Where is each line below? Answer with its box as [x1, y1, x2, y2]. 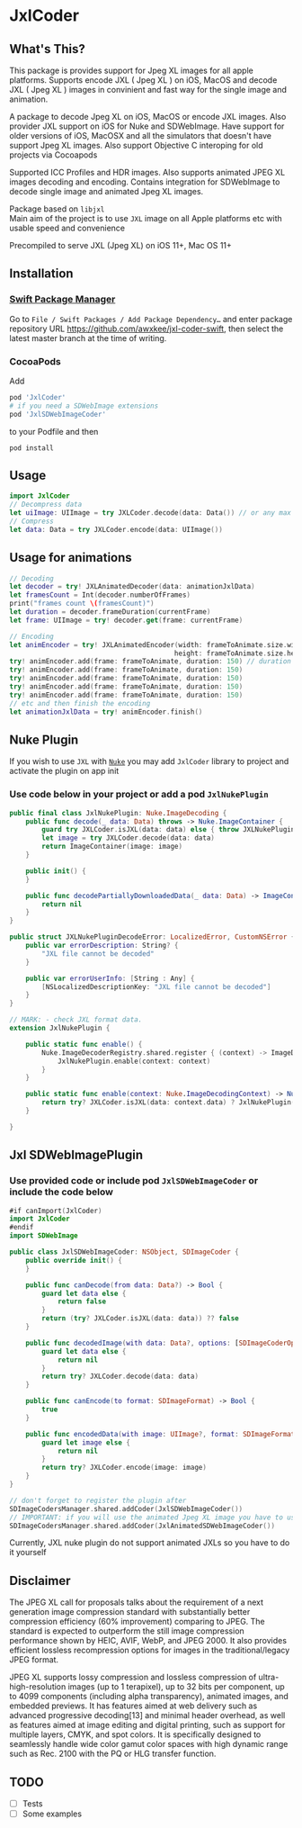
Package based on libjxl [9, 203, 105, 214]
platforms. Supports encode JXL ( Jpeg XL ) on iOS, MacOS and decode [9, 75, 278, 86]
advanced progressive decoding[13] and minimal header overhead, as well [9, 1710, 286, 1721]
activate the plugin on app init [9, 766, 120, 777]
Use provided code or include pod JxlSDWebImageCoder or [9, 1175, 259, 1187]
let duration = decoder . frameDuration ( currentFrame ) [9, 608, 211, 617]
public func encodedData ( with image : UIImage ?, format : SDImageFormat [25, 1429, 296, 1438]
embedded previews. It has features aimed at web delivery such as [9, 1700, 258, 1711]
